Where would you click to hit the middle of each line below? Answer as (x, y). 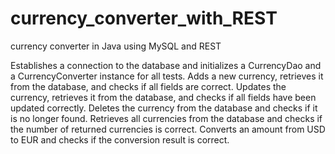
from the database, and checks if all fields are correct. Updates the (148, 86)
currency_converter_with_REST (144, 18)
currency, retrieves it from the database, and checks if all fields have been (163, 97)
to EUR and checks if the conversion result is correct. (120, 139)
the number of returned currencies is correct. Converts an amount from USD (168, 129)
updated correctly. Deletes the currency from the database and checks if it (164, 108)
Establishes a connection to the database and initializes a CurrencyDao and (166, 65)
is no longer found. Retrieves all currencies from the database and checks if (166, 118)
